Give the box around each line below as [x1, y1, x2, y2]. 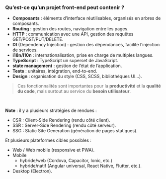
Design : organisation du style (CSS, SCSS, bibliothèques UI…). [12, 74, 143, 80]
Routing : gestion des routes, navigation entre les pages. [12, 26, 129, 32]
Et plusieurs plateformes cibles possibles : [5, 137, 92, 143]
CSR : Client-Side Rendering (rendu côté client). [12, 117, 110, 123]
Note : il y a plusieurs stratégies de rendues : [5, 107, 97, 113]
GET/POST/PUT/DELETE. [12, 36, 64, 42]
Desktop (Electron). [12, 168, 52, 174]
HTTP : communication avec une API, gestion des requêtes [12, 31, 134, 37]
